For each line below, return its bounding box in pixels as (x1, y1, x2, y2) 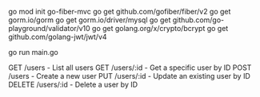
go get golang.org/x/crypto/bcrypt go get (91, 24, 229, 33)
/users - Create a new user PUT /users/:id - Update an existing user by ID (8, 72, 250, 80)
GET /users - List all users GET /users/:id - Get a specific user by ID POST (8, 63, 252, 72)
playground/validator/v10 (8, 24, 90, 33)
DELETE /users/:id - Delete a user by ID (8, 80, 138, 89)
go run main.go (8, 48, 58, 56)
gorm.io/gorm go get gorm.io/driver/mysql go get (8, 15, 171, 25)
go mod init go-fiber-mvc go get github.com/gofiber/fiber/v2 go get (8, 7, 231, 16)
